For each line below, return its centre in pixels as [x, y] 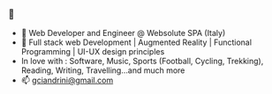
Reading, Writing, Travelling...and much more [103, 70]
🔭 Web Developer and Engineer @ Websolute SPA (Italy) [123, 33]
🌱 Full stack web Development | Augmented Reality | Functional [136, 42]
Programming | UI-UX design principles [93, 52]
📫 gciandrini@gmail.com [67, 80]
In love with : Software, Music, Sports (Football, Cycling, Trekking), [142, 61]
